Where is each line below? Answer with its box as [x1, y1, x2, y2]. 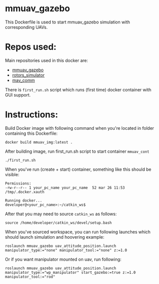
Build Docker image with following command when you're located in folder [5, 125, 154, 131]
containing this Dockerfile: [5, 130, 58, 136]
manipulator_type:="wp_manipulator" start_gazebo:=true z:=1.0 [5, 270, 136, 275]
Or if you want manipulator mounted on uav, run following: [5, 256, 122, 262]
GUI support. [5, 92, 31, 98]
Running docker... [5, 198, 42, 203]
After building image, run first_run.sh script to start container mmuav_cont [5, 148, 150, 154]
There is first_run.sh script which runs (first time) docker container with [5, 86, 152, 93]
